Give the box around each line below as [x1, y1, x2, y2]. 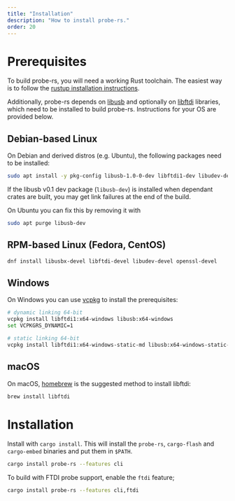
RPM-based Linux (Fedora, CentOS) [7, 239, 166, 251]
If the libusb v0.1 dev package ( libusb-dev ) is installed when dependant [7, 185, 213, 193]
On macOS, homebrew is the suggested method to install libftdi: [7, 379, 191, 387]
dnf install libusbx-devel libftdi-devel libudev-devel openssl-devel [7, 257, 218, 265]
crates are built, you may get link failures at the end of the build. [7, 193, 191, 200]
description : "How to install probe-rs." [7, 17, 130, 24]
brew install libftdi [7, 393, 71, 400]
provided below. [7, 113, 54, 121]
